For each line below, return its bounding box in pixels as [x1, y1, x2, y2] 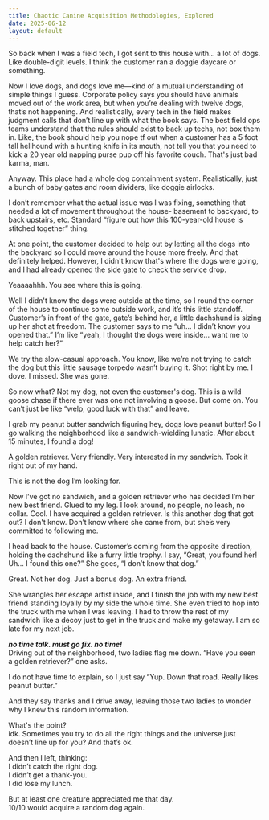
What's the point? [8, 720, 67, 730]
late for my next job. [8, 624, 75, 633]
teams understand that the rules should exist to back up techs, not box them [8, 124, 261, 133]
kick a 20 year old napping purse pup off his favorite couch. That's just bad [8, 150, 258, 159]
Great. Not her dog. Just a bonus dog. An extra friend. [8, 574, 187, 584]
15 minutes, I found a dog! [8, 437, 94, 446]
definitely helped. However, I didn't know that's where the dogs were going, [8, 256, 259, 266]
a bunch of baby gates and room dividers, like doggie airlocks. [8, 182, 215, 192]
